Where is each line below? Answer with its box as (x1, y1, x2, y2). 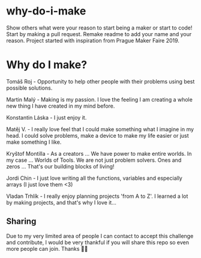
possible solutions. (6, 84, 53, 91)
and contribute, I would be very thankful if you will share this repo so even (6, 239, 190, 246)
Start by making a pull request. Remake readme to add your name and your (6, 30, 192, 37)
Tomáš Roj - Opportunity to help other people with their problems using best (6, 78, 195, 85)
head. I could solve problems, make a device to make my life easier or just (6, 132, 189, 139)
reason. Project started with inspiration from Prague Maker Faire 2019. (6, 37, 180, 44)
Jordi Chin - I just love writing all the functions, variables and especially (6, 174, 183, 182)
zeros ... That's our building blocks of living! (6, 162, 115, 170)
